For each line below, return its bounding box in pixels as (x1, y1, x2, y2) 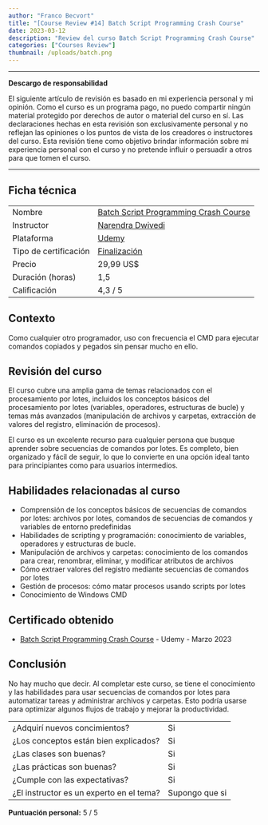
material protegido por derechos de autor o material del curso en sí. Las (8, 111, 244, 120)
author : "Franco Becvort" (8, 11, 94, 20)
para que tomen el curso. (8, 153, 91, 162)
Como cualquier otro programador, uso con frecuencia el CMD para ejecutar (8, 333, 259, 342)
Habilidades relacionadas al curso (8, 484, 181, 497)
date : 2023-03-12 (8, 26, 66, 34)
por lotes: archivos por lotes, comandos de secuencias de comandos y (19, 513, 253, 524)
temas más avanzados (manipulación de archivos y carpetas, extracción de (8, 411, 257, 420)
